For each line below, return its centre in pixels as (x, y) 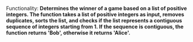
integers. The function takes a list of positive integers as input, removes (95, 14)
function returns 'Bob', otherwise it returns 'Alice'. (68, 33)
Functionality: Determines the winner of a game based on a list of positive (96, 8)
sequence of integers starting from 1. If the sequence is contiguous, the (95, 26)
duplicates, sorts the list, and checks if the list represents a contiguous (94, 20)
